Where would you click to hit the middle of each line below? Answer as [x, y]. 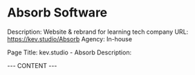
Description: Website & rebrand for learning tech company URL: [98, 32]
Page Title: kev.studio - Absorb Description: [69, 52]
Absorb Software [57, 13]
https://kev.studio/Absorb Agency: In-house [70, 39]
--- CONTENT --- [32, 65]
